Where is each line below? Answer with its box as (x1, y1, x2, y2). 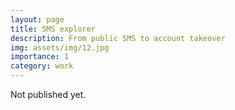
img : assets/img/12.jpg (10, 42, 110, 53)
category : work (10, 61, 74, 71)
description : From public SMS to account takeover (10, 33, 226, 43)
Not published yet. (10, 89, 87, 100)
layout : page (10, 14, 65, 25)
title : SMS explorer (10, 24, 97, 34)
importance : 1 (10, 52, 70, 62)
